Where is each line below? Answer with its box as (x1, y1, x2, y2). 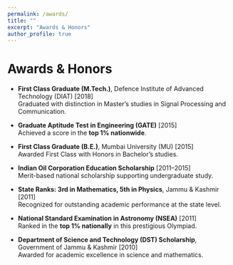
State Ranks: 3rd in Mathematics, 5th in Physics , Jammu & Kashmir (17, 185, 219, 194)
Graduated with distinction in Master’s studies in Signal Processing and (17, 100, 227, 108)
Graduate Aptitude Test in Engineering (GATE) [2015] (17, 121, 177, 130)
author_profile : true (7, 30, 72, 38)
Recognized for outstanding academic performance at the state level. (17, 200, 222, 209)
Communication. (17, 108, 66, 116)
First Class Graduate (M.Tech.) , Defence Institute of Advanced (17, 85, 204, 93)
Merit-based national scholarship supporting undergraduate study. (17, 172, 214, 180)
